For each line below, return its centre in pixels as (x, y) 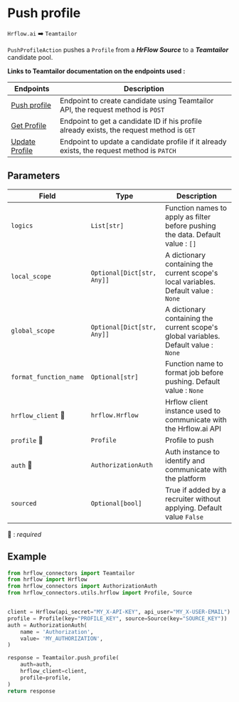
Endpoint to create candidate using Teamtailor (137, 100)
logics (22, 225)
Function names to (196, 208)
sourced (24, 503)
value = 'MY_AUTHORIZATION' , (62, 639)
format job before (194, 372)
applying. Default (193, 508)
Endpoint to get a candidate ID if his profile (131, 121)
